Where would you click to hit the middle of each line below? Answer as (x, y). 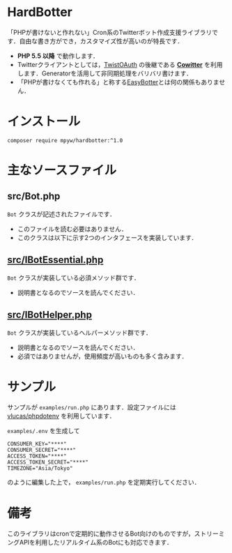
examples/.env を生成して (44, 431)
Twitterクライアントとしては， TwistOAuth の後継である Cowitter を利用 (120, 64)
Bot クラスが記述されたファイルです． (62, 214)
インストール (44, 122)
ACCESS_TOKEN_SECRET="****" (48, 462)
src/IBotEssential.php (55, 260)
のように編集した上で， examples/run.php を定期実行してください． (104, 483)
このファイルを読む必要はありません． (72, 229)
